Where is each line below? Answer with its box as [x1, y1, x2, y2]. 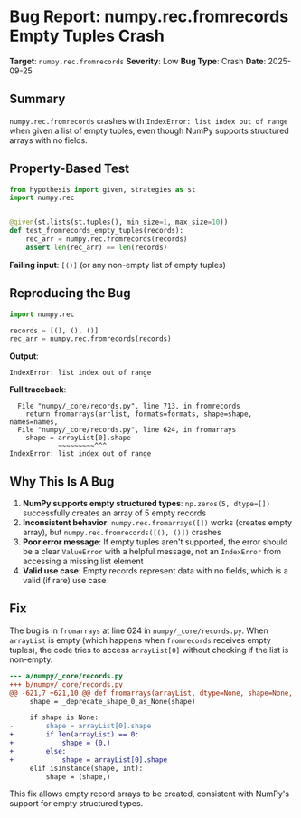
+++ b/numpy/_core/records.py [9, 679, 124, 689]
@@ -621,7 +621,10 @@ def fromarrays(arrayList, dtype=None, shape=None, [9, 688, 294, 698]
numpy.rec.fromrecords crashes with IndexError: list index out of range [9, 115, 288, 126]
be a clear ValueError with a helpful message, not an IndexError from [22, 546, 282, 557]
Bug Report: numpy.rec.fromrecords [9, 6, 289, 27]
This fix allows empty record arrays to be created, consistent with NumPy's [9, 788, 290, 799]
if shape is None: [29, 713, 99, 722]
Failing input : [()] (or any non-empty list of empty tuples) [9, 259, 226, 270]
